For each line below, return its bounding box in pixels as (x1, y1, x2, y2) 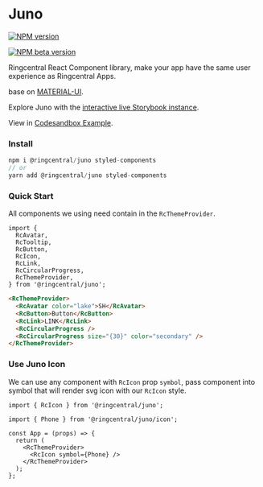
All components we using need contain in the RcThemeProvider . (8, 208, 216, 218)
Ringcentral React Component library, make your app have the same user (8, 62, 251, 72)
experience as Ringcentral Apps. (8, 71, 117, 80)
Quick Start (8, 190, 54, 201)
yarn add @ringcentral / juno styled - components (8, 171, 167, 180)
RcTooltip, (15, 238, 52, 246)
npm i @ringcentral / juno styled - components (8, 156, 157, 165)
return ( (15, 436, 45, 444)
